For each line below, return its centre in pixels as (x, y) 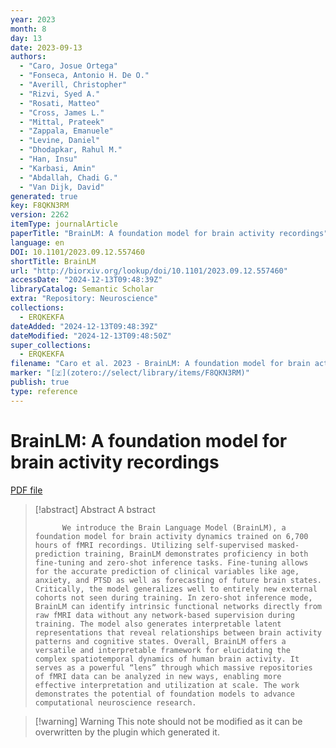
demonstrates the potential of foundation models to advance (165, 694)
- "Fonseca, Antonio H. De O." (84, 76)
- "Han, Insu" (48, 159)
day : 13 (26, 38)
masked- (284, 545)
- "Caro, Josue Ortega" (68, 66)
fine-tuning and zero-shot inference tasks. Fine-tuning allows (171, 562)
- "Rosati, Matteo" (60, 103)
